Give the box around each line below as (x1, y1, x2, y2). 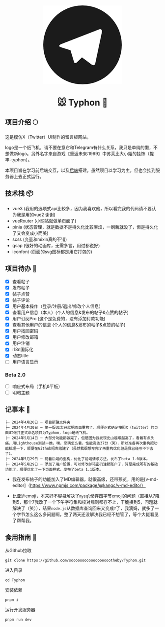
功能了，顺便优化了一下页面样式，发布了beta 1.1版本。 (5, 467, 103, 472)
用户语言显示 (12, 359, 38, 365)
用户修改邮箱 (12, 334, 38, 340)
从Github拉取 (5, 547, 32, 553)
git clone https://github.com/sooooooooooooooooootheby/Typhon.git (5, 558, 146, 563)
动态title (12, 353, 28, 359)
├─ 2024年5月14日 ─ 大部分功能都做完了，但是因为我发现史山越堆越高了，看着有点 (5, 435, 151, 441)
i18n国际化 (12, 346, 33, 353)
